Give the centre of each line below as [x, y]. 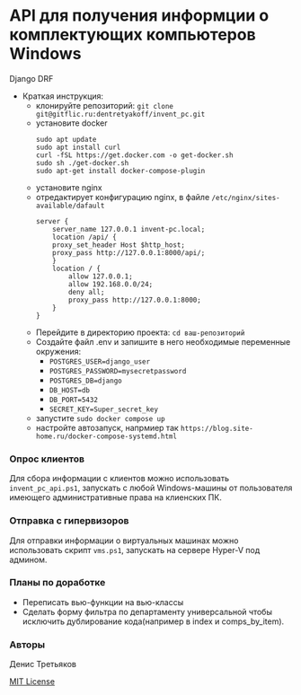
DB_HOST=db [69, 390]
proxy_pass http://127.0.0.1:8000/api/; [129, 252]
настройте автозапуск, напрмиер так [107, 427]
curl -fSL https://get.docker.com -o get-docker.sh [134, 155]
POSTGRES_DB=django [86, 381]
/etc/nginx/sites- [246, 198]
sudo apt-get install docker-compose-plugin [120, 171]
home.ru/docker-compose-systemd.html [106, 436]
